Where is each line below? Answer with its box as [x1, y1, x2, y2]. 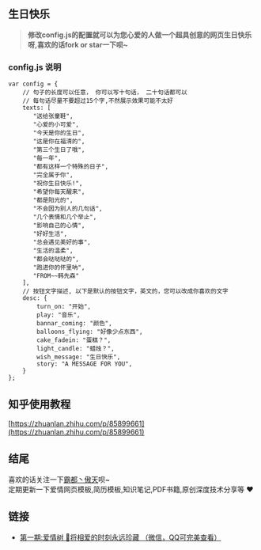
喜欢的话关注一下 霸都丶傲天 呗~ [8, 474, 111, 484]
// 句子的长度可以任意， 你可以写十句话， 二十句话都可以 [22, 89, 187, 97]
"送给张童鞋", [32, 112, 74, 120]
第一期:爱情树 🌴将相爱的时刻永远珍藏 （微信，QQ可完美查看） [19, 533, 221, 542]
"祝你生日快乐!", [32, 180, 83, 188]
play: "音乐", [36, 311, 81, 319]
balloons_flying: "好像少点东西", [36, 328, 143, 336]
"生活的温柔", [32, 247, 74, 255]
